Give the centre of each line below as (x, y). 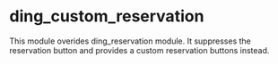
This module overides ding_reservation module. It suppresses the (130, 41)
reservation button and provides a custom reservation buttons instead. (139, 50)
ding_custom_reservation (107, 16)
